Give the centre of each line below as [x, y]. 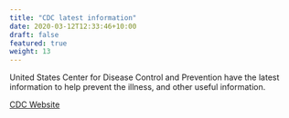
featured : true [38, 43]
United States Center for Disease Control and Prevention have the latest [144, 77]
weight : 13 [30, 52]
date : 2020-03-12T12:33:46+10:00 [73, 26]
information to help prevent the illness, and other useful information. [138, 87]
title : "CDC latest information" [73, 18]
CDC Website [35, 104]
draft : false [34, 34]
